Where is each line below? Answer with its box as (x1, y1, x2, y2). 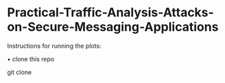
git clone (7, 68, 32, 76)
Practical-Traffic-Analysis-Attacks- (7, 5, 214, 20)
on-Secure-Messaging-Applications (7, 19, 219, 35)
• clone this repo (7, 54, 55, 63)
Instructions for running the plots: (7, 41, 102, 50)
